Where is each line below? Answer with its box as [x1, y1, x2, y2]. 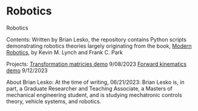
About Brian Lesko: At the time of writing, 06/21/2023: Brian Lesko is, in [6, 78, 185, 86]
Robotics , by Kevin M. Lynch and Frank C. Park [6, 48, 123, 55]
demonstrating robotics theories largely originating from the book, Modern [6, 42, 192, 49]
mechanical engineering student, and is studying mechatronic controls [6, 91, 182, 98]
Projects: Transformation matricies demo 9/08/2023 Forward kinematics [6, 60, 186, 68]
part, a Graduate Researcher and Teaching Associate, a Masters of [6, 84, 173, 92]
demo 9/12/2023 [6, 66, 48, 74]
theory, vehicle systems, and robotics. [6, 98, 102, 105]
